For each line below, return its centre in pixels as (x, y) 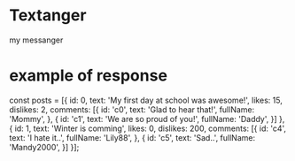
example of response (89, 76)
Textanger (48, 15)
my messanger (36, 40)
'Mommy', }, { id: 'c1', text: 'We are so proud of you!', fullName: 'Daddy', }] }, (147, 119)
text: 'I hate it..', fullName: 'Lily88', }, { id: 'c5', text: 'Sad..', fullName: (132, 137)
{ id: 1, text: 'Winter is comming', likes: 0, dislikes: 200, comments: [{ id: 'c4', (147, 128)
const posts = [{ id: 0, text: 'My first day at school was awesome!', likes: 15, (146, 100)
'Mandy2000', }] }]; (44, 147)
